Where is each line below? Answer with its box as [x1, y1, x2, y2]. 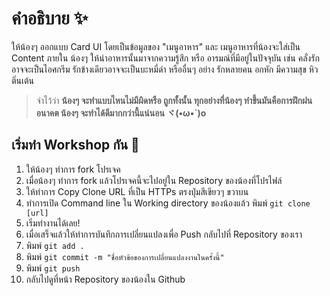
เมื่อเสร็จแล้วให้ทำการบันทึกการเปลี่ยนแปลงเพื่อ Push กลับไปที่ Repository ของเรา [25, 228, 303, 240]
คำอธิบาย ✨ [11, 7, 89, 30]
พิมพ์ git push [25, 262, 81, 274]
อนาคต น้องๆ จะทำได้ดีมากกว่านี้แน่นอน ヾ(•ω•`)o [35, 107, 207, 119]
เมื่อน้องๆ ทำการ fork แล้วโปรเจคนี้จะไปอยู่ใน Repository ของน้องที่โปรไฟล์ [25, 174, 283, 186]
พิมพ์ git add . [25, 239, 85, 251]
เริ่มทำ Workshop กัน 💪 [11, 137, 140, 154]
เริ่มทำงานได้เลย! [25, 217, 81, 229]
